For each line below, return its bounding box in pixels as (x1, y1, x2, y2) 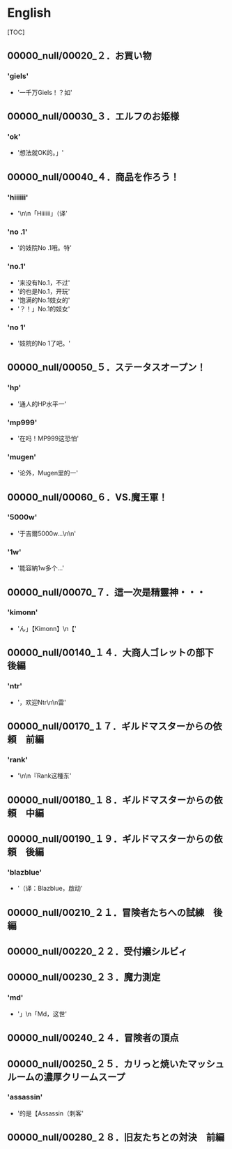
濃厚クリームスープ (43, 1071, 125, 1083)
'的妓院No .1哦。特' (17, 244, 72, 252)
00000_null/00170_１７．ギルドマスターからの (7, 720, 213, 732)
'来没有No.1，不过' (17, 278, 70, 287)
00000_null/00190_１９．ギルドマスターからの (7, 833, 214, 845)
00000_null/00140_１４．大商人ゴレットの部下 (7, 647, 215, 659)
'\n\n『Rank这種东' (17, 771, 72, 780)
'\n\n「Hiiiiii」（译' (17, 209, 68, 217)
